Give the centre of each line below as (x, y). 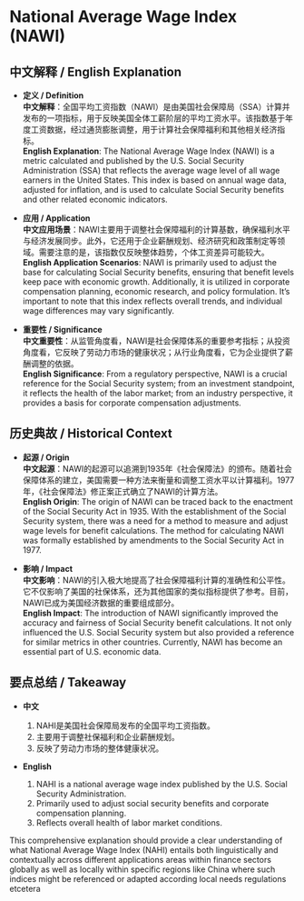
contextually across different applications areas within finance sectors (141, 859)
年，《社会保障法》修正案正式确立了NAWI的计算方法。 (123, 491)
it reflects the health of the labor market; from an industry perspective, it (157, 393)
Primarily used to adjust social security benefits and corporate (152, 803)
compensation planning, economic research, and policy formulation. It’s (156, 291)
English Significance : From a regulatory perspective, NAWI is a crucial (155, 374)
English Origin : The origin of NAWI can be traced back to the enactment (157, 501)
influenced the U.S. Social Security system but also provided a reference (158, 632)
